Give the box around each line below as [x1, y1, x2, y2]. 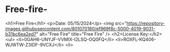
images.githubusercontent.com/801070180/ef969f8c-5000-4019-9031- [5, 25, 156, 31]
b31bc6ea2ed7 [5, 31, 37, 37]
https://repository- [126, 20, 165, 26]
